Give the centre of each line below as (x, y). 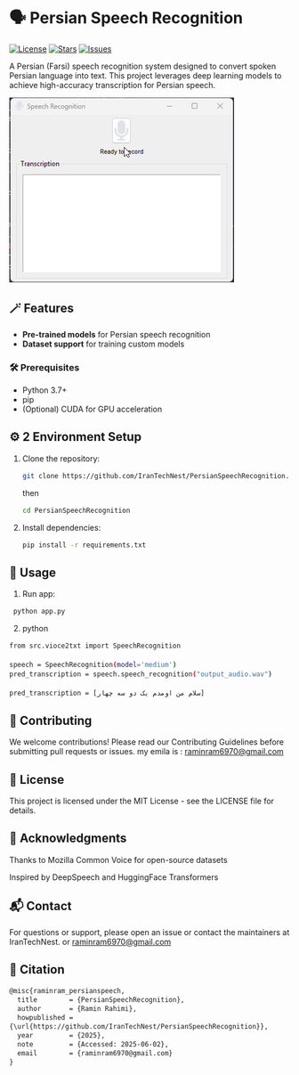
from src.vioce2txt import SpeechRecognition (95, 646)
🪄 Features (41, 309)
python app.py (39, 612)
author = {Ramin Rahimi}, (77, 1009)
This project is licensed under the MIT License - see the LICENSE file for (141, 801)
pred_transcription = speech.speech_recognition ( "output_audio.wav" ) (141, 674)
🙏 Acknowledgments (68, 839)
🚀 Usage (32, 572)
